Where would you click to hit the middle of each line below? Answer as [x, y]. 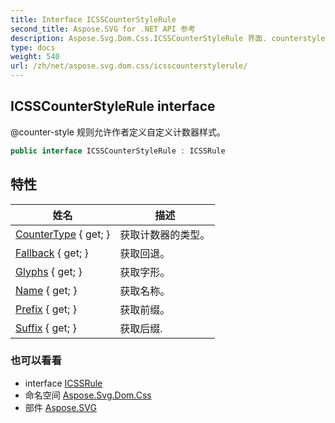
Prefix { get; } [46, 309]
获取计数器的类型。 [165, 234]
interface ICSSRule [63, 383]
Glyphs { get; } [49, 271]
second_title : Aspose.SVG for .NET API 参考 [103, 29]
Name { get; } [46, 290]
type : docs [33, 47]
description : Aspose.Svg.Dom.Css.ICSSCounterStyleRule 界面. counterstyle [168, 38]
